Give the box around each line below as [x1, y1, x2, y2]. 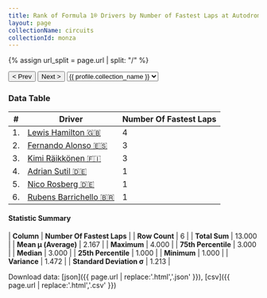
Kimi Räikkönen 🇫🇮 [27, 153, 102, 164]
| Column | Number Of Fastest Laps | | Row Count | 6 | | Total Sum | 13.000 [8, 231, 257, 241]
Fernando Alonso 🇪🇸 [27, 140, 108, 151]
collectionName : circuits [8, 26, 94, 34]
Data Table [8, 93, 51, 104]
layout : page [8, 19, 52, 27]
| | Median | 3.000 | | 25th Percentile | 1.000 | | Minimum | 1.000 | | [8, 248, 229, 257]
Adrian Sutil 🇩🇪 [27, 165, 87, 176]
